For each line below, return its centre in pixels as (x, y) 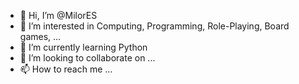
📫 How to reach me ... (66, 69)
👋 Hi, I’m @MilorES (58, 15)
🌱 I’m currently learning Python (83, 47)
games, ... (40, 36)
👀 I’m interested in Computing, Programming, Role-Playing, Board (154, 26)
